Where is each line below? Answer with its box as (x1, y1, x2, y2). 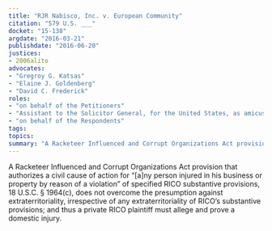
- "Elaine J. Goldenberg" (8, 79, 96, 87)
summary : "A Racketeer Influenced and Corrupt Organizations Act (8, 139, 233, 148)
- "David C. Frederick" (8, 86, 89, 95)
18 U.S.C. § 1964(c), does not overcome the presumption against (8, 187, 223, 197)
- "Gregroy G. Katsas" (8, 72, 85, 80)
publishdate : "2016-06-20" (8, 42, 100, 50)
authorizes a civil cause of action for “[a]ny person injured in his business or (8, 170, 263, 180)
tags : (8, 124, 27, 132)
